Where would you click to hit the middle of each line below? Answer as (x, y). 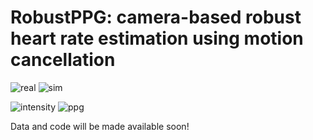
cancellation (63, 60)
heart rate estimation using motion (157, 38)
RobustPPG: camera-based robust (156, 17)
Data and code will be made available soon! (100, 126)
